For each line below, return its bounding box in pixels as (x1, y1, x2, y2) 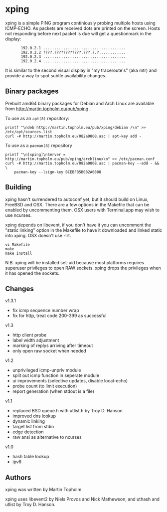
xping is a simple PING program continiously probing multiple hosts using (5, 20, 156, 26)
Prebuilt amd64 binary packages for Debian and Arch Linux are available (5, 100, 155, 106)
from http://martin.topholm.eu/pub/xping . (5, 106, 91, 112)
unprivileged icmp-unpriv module (12, 367, 81, 373)
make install (5, 251, 32, 256)
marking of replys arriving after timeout (12, 342, 93, 348)
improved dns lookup (12, 413, 56, 419)
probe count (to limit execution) (12, 383, 77, 389)
